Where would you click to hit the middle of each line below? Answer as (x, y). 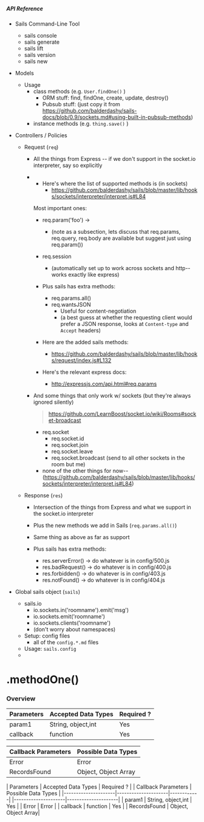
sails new (36, 61)
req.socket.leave (72, 451)
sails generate (42, 42)
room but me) (68, 464)
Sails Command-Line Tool (47, 24)
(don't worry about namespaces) (74, 629)
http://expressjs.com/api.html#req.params (104, 384)
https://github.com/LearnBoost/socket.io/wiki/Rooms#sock (122, 413)
